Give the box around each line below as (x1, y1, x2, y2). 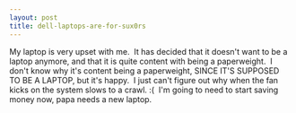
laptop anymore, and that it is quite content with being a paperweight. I (9, 56, 274, 66)
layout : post (9, 13, 58, 22)
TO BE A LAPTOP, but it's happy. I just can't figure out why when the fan (9, 74, 279, 85)
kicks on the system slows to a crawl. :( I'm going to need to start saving (9, 84, 279, 95)
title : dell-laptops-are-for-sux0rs (9, 22, 146, 30)
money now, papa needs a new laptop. (9, 93, 152, 104)
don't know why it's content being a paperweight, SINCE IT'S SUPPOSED (9, 65, 280, 76)
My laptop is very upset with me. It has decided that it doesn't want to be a (9, 46, 288, 56)
